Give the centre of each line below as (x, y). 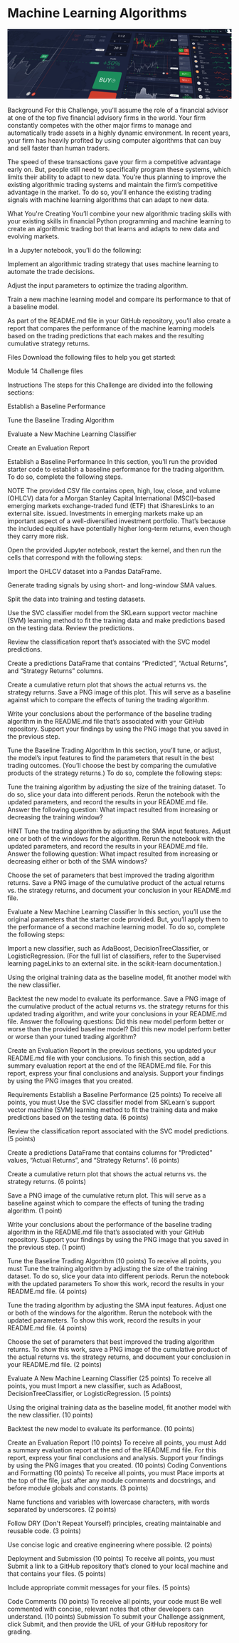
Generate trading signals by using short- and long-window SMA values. (112, 585)
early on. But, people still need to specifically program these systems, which (119, 170)
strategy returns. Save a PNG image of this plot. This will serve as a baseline (119, 692)
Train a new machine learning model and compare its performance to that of (119, 299)
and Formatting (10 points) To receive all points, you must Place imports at (116, 1473)
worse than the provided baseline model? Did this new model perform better (119, 1029)
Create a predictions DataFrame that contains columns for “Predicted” (110, 1153)
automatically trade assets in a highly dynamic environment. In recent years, (119, 133)
